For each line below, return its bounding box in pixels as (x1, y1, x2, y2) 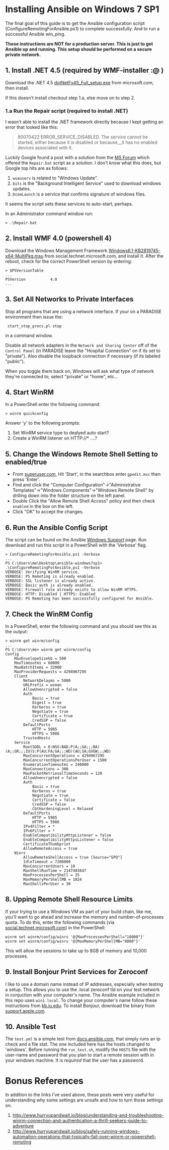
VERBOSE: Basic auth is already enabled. (5, 583, 94, 588)
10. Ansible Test (5, 1022, 56, 1031)
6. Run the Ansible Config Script (5, 523, 108, 532)
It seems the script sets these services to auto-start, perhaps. (5, 201, 133, 207)
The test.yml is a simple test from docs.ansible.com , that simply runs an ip (5, 1036, 160, 1042)
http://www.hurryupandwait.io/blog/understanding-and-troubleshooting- (12, 1112, 164, 1118)
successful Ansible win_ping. (5, 31, 65, 37)
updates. (12, 186, 31, 192)
